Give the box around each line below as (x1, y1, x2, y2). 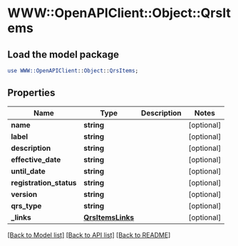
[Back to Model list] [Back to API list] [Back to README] (7, 230, 171, 239)
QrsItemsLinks (83, 212, 135, 222)
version (11, 189, 38, 199)
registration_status (11, 178, 77, 188)
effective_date (11, 154, 61, 164)
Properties (7, 87, 56, 99)
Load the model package (7, 48, 120, 60)
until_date (11, 166, 46, 176)
